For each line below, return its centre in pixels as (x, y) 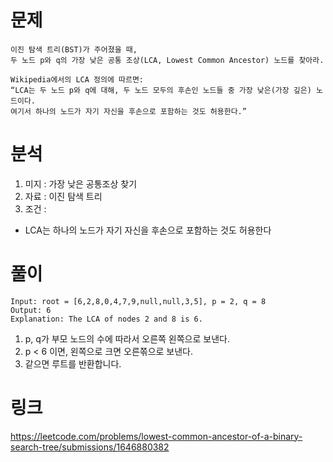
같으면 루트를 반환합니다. (73, 363)
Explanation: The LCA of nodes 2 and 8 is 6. (106, 319)
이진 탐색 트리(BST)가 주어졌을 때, (74, 49)
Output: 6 (31, 310)
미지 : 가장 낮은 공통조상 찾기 (81, 183)
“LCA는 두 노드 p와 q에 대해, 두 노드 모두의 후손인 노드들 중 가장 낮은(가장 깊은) (161, 90)
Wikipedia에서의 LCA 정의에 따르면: (77, 79)
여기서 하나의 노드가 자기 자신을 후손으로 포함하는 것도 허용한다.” (128, 111)
